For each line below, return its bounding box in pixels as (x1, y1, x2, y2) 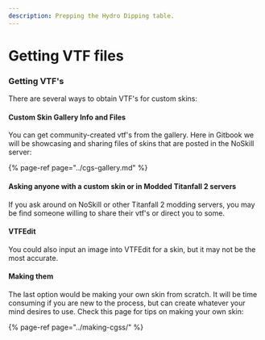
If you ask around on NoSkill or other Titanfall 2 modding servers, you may (8, 199, 255, 209)
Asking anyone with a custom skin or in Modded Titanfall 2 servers (8, 181, 237, 191)
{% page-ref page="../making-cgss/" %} (8, 322, 143, 332)
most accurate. (8, 253, 59, 262)
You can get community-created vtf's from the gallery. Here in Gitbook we (8, 130, 255, 140)
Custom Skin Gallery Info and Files (8, 112, 126, 122)
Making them (8, 271, 54, 281)
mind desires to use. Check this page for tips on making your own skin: (8, 306, 244, 316)
